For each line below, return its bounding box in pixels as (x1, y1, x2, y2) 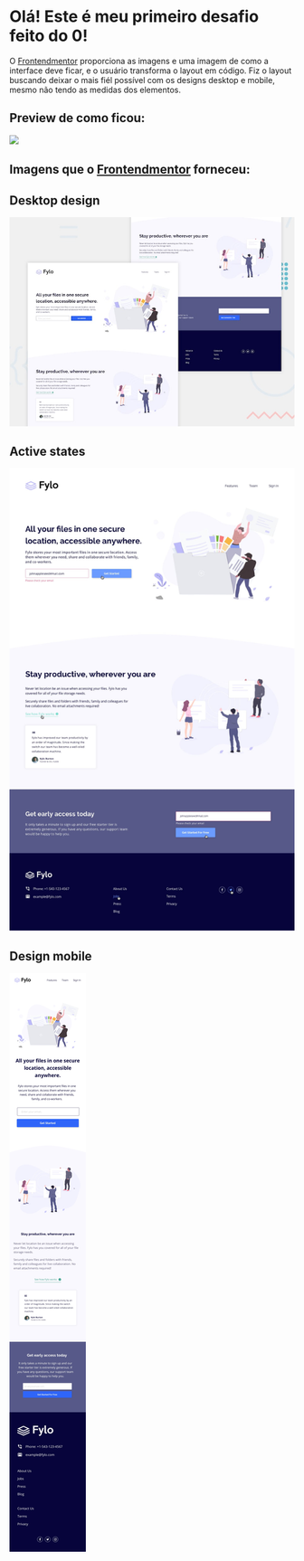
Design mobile (9, 948, 92, 964)
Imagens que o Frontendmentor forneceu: (9, 162, 251, 177)
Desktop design (9, 193, 100, 208)
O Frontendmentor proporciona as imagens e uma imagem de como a (9, 55, 269, 66)
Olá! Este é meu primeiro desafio (9, 6, 260, 27)
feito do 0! (9, 25, 89, 46)
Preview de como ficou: (9, 110, 146, 126)
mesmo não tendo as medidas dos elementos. (9, 84, 181, 95)
